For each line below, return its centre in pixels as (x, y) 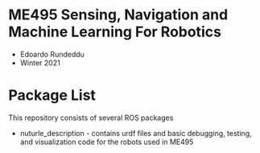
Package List (52, 95)
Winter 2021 (40, 63)
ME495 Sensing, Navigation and (118, 15)
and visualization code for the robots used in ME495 (107, 142)
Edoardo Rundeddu (52, 54)
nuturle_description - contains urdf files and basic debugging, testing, (136, 133)
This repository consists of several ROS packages (91, 118)
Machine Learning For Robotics (115, 32)
